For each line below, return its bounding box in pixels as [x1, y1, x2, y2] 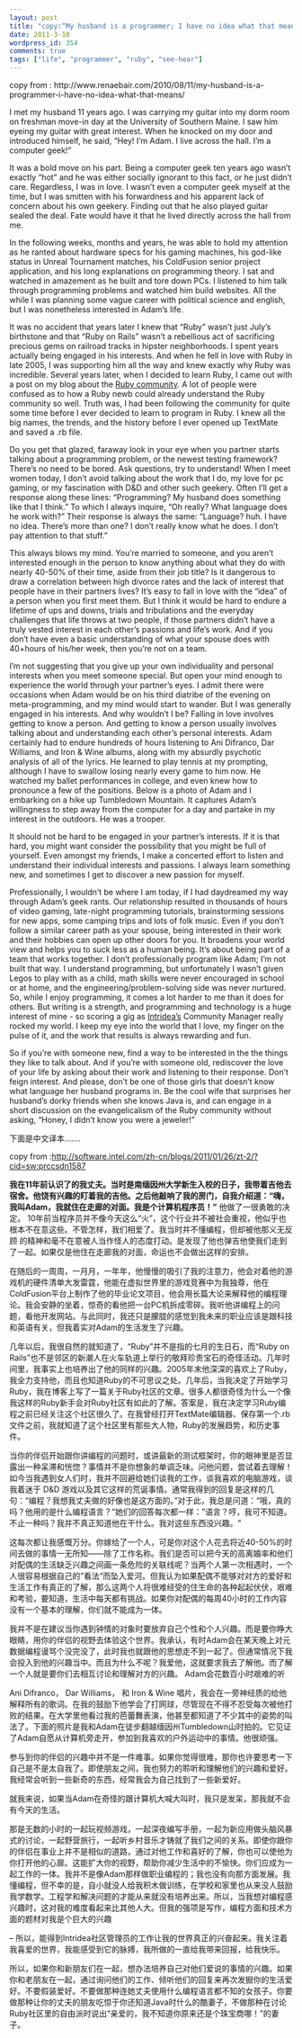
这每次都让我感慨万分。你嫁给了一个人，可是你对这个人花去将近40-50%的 [9, 1537, 285, 1548]
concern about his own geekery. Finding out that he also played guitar [9, 201, 269, 211]
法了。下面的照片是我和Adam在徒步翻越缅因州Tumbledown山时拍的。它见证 [9, 1721, 292, 1732]
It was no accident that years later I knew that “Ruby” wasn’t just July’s [9, 321, 271, 332]
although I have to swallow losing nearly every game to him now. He [9, 766, 262, 777]
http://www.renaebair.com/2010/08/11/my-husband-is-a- [53, 80, 265, 90]
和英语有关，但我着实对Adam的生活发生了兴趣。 [9, 1322, 189, 1333]
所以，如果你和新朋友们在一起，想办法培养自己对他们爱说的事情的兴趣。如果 [9, 1963, 293, 1973]
